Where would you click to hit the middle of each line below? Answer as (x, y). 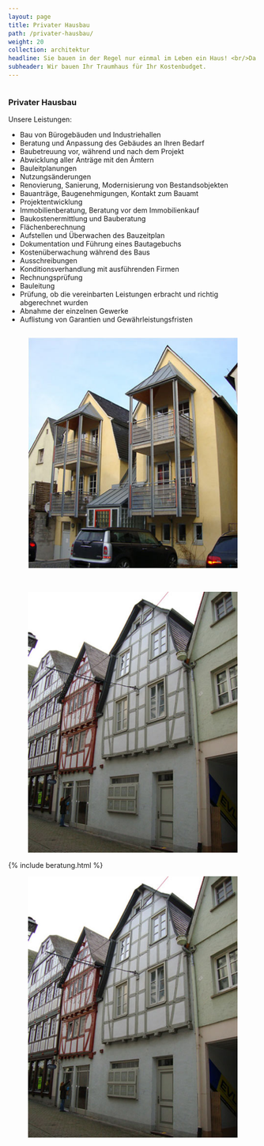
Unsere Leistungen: (40, 119)
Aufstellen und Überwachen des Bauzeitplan (92, 236)
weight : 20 (26, 42)
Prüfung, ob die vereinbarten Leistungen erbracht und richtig (119, 294)
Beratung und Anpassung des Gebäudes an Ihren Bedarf (112, 143)
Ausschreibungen (48, 261)
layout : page (30, 17)
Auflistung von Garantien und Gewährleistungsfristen (106, 319)
